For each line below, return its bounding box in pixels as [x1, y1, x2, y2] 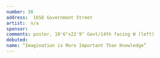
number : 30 [6, 8, 34, 15]
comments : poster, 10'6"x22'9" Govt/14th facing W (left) [6, 31, 155, 37]
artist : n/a [6, 20, 39, 26]
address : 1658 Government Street [6, 14, 93, 21]
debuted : [6, 37, 28, 43]
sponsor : [6, 25, 28, 32]
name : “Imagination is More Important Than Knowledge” [6, 43, 147, 49]
